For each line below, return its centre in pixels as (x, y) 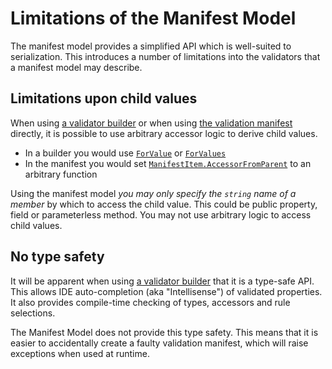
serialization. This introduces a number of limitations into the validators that (165, 56)
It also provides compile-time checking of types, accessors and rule (150, 302)
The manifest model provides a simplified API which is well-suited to (151, 46)
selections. (33, 313)
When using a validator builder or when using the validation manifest (151, 123)
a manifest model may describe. (76, 67)
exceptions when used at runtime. (80, 353)
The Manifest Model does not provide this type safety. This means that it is (164, 332)
